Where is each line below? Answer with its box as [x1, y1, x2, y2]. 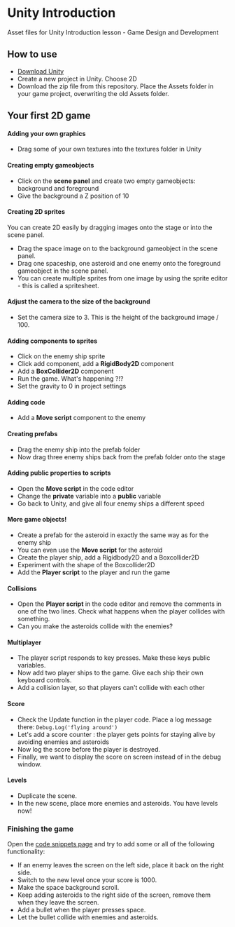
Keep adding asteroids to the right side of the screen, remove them [17, 891, 211, 899]
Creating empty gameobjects [7, 161, 94, 169]
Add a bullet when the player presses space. [17, 906, 146, 914]
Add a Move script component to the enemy [17, 414, 146, 422]
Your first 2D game [7, 110, 91, 122]
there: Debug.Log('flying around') [17, 722, 118, 731]
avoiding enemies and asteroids [17, 738, 110, 746]
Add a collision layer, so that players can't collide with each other [17, 684, 205, 692]
